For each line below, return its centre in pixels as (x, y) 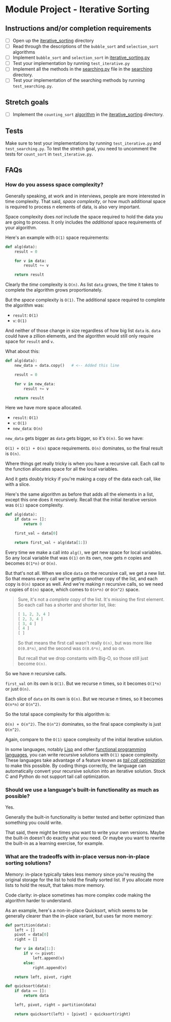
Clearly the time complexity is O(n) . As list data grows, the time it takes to (82, 284)
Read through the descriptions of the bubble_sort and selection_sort (85, 47)
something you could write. (34, 823)
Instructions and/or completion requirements (78, 28)
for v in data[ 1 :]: (35, 949)
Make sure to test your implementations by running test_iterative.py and (83, 143)
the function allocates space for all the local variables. (62, 469)
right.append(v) (50, 968)
